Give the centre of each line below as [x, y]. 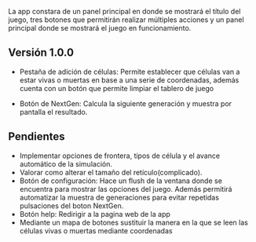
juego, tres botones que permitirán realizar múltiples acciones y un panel [126, 20]
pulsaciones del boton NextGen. [71, 205]
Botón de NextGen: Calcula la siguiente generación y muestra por [126, 103]
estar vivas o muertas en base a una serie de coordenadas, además [129, 80]
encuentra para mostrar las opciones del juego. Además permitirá [126, 189]
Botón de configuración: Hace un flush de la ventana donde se [121, 181]
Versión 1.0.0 [41, 53]
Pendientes [37, 137]
